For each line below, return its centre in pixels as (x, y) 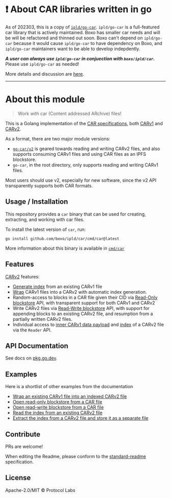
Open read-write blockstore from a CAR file (58, 407)
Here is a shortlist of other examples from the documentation (69, 387)
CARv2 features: (22, 276)
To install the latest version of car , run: (46, 229)
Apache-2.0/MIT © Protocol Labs (40, 490)
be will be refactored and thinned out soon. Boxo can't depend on (74, 38)
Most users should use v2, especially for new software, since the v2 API (81, 180)
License (18, 478)
